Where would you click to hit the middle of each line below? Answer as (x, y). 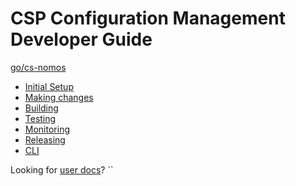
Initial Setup (49, 86)
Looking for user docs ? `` (62, 169)
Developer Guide (81, 39)
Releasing (45, 139)
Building (41, 108)
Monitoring (47, 129)
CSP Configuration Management (148, 18)
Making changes (59, 97)
